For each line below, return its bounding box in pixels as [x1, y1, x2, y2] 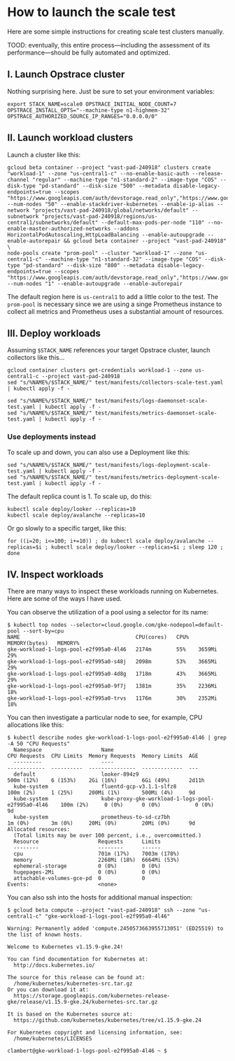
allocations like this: [7, 721, 64, 729]
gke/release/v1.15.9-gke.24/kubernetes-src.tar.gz [7, 999, 158, 1006]
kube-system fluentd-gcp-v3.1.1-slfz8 [13, 784, 177, 791]
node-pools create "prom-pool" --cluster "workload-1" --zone [7, 250, 192, 257]
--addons [113, 225, 139, 232]
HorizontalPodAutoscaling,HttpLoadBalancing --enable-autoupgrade [7, 231, 205, 238]
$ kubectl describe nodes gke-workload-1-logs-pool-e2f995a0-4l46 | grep [7, 735, 227, 742]
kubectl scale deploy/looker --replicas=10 [7, 505, 136, 512]
